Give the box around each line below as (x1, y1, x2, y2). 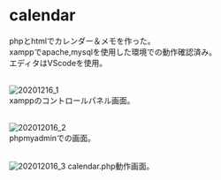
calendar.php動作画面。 (67, 161, 155, 171)
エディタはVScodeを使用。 (9, 57, 108, 68)
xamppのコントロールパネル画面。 (9, 94, 135, 106)
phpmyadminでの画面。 (9, 132, 95, 143)
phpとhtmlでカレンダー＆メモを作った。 (9, 35, 156, 46)
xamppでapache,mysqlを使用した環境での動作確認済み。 (9, 46, 217, 57)
